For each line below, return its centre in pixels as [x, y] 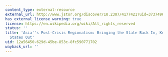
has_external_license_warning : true [43, 19]
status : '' [16, 28]
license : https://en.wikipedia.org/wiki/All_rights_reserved [70, 24]
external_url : [20, 14]
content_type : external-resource [40, 10]
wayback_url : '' [22, 47]
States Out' [22, 38]
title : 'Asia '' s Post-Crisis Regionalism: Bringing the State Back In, [81, 33]
